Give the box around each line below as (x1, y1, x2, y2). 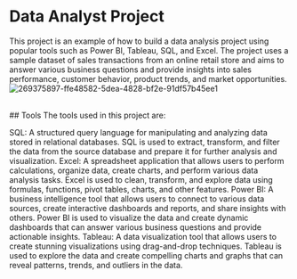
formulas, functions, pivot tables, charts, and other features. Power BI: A (9, 184, 274, 194)
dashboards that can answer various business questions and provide (9, 221, 262, 233)
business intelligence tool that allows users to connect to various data (9, 193, 265, 204)
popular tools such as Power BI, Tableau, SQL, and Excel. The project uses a (9, 45, 289, 55)
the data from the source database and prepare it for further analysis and (9, 145, 277, 157)
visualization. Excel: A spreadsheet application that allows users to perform (9, 155, 285, 166)
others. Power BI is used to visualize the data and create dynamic (9, 212, 249, 223)
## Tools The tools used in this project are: (9, 110, 166, 120)
